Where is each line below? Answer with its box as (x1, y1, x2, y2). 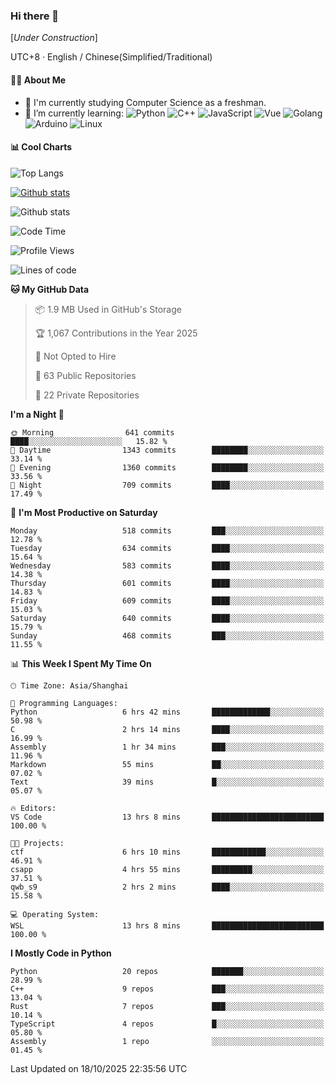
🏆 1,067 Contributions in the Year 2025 (34, 327, 198, 339)
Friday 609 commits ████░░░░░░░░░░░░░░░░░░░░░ (10, 595, 325, 606)
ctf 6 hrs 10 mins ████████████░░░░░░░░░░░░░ (10, 847, 325, 857)
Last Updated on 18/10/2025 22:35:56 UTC (10, 1062, 188, 1074)
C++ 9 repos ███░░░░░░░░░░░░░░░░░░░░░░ (10, 984, 325, 994)
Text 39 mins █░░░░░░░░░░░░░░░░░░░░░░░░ (10, 777, 325, 787)
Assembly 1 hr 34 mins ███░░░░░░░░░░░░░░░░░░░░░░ (10, 742, 325, 752)
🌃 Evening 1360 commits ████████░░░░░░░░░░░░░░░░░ (10, 462, 325, 473)
